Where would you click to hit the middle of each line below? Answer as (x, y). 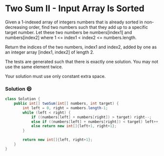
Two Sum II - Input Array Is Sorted (75, 9)
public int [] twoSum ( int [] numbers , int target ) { (66, 104)
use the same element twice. (34, 67)
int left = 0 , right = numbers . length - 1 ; (65, 108)
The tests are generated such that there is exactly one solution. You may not (82, 61)
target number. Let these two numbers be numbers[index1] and (69, 32)
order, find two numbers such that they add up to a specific (88, 27)
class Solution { (23, 99)
